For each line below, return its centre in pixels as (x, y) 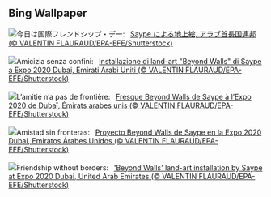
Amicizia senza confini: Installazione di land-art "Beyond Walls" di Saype (139, 61)
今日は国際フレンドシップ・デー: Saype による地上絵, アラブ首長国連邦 (136, 34)
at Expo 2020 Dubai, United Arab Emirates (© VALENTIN (103, 176)
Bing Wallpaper (48, 13)
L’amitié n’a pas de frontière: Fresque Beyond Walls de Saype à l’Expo (134, 96)
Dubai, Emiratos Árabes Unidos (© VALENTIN (84, 140)
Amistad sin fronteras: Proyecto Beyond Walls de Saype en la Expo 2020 (139, 132)
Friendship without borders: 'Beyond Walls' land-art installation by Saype (140, 167)
